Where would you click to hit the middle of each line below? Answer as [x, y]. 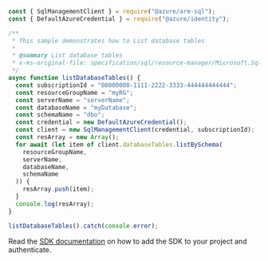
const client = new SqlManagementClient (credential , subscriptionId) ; [135, 130]
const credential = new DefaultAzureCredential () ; [101, 123]
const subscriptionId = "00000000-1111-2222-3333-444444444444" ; [126, 85]
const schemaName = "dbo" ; [60, 115]
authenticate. [30, 249]
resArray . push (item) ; [58, 189]
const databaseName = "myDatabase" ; [76, 108]
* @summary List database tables [67, 56]
